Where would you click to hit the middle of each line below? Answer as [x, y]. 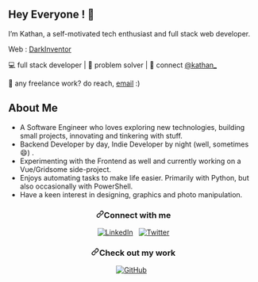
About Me [33, 108]
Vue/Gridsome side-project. [65, 169]
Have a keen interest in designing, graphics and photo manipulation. [131, 194]
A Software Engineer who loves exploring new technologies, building [132, 127]
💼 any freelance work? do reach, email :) [74, 83]
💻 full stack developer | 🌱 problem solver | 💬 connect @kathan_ [112, 65]
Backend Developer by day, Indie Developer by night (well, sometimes [134, 144]
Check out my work [137, 253]
